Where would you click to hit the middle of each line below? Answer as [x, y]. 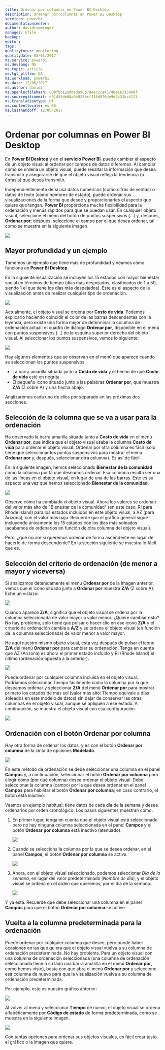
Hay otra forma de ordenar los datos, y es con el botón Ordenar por [74, 745]
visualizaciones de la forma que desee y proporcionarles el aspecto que [78, 199]
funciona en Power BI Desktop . [37, 268]
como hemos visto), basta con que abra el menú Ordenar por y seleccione [81, 969]
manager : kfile [21, 33]
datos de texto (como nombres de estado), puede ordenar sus [68, 195]
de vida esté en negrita [36, 377]
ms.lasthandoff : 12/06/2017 [34, 111]
